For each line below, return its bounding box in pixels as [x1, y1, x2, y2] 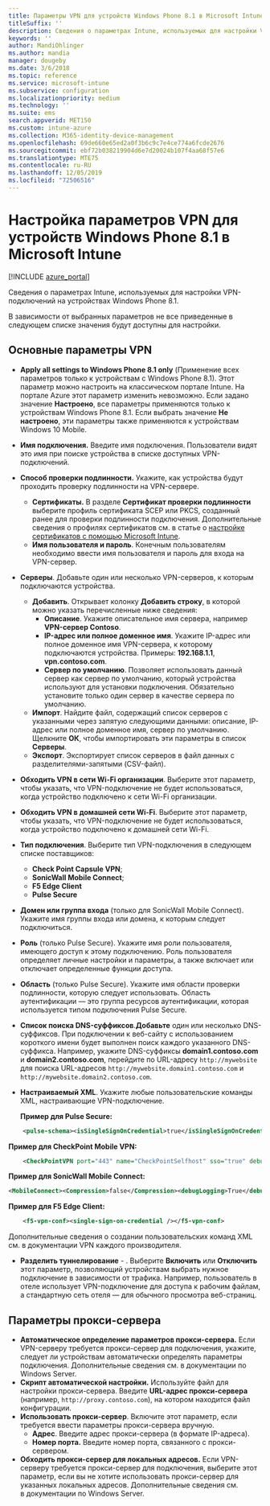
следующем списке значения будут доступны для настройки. [8, 319, 221, 330]
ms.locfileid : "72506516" [8, 176, 95, 185]
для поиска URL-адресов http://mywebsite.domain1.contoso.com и [19, 1063, 244, 1072]
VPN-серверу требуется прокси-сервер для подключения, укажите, [19, 1343, 257, 1352]
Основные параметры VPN [8, 344, 153, 357]
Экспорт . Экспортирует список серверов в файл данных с [31, 750, 235, 760]
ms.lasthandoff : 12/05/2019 [8, 169, 103, 177]
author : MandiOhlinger [8, 42, 84, 50]
